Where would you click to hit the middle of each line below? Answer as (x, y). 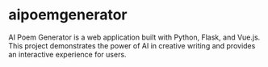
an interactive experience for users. (67, 54)
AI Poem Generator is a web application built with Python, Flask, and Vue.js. (134, 37)
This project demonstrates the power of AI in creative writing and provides (132, 45)
